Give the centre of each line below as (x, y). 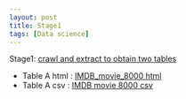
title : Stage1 (36, 26)
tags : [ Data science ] (49, 34)
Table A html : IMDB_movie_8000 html (92, 76)
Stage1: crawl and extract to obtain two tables (93, 59)
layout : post (33, 17)
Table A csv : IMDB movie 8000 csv (88, 86)
